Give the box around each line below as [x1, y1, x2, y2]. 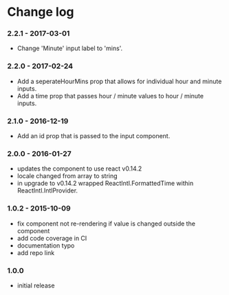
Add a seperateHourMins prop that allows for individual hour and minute [17, 77, 222, 85]
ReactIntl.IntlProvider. [17, 186, 78, 195]
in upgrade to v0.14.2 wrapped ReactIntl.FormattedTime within [17, 179, 194, 188]
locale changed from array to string [17, 172, 118, 180]
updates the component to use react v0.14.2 [17, 164, 142, 173]
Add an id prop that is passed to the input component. [17, 132, 171, 140]
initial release [17, 281, 55, 289]
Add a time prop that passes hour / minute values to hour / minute [17, 91, 204, 100]
